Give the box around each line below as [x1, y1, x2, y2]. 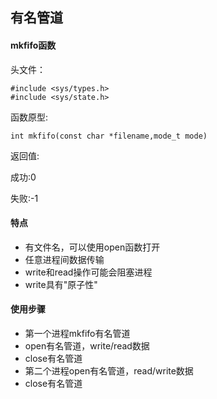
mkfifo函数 [10, 39, 57, 51]
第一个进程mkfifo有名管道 [24, 328, 131, 339]
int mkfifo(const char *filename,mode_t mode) [10, 131, 208, 141]
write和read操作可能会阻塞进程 [24, 266, 153, 278]
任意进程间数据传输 [24, 253, 105, 265]
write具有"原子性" [24, 278, 98, 290]
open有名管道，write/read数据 [24, 340, 150, 352]
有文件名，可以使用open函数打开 [24, 241, 161, 253]
